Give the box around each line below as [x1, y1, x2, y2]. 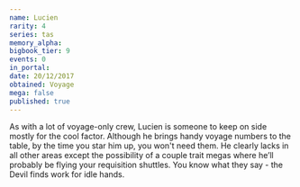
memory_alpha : [9, 38, 63, 48]
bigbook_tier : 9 [9, 47, 70, 56]
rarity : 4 [9, 22, 47, 31]
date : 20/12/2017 [9, 72, 75, 81]
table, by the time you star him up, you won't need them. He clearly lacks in [9, 140, 289, 151]
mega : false [9, 88, 54, 97]
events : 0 [9, 55, 47, 64]
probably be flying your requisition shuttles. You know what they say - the [9, 159, 284, 171]
